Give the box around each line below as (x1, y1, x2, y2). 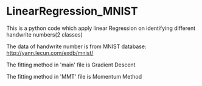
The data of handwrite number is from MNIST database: (6, 43, 147, 50)
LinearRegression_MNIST (6, 4, 138, 18)
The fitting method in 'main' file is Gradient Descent (6, 61, 136, 68)
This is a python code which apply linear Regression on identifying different (6, 24, 196, 32)
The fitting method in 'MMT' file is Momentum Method (6, 73, 142, 80)
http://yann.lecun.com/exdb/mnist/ (6, 49, 94, 56)
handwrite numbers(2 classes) (6, 30, 83, 38)
